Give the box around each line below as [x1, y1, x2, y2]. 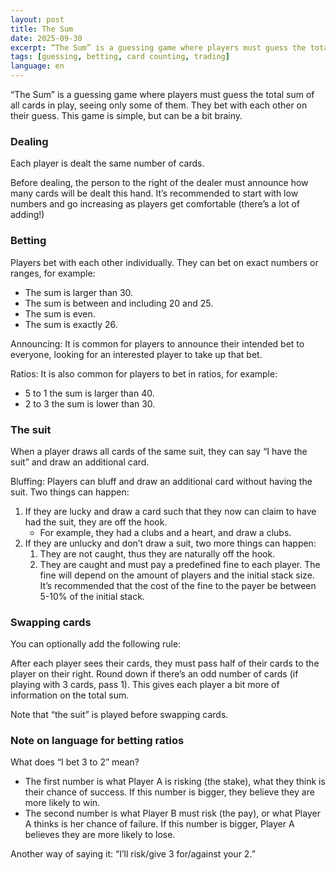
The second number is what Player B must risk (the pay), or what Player [24, 807, 321, 820]
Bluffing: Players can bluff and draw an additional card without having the [10, 475, 313, 487]
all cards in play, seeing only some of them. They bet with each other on [10, 99, 308, 111]
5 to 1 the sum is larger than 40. [24, 387, 155, 399]
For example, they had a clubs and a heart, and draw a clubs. [39, 526, 292, 538]
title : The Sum [10, 24, 74, 34]
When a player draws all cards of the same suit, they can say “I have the [10, 445, 308, 457]
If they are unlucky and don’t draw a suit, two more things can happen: [24, 537, 317, 549]
